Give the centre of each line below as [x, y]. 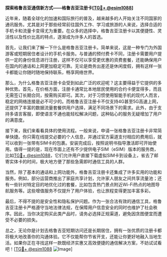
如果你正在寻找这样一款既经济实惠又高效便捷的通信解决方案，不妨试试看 [88, 243]
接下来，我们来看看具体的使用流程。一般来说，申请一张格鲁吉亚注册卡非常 [81, 130]
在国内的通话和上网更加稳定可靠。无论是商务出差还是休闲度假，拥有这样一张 [83, 66]
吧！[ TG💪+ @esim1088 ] [39, 249]
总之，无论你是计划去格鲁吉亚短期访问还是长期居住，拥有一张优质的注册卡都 [83, 230]
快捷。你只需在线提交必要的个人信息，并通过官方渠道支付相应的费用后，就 [85, 137]
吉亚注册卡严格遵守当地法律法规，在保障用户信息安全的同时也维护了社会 [79, 207]
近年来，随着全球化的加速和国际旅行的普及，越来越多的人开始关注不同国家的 [83, 18]
